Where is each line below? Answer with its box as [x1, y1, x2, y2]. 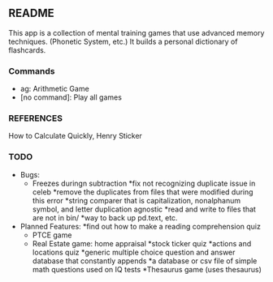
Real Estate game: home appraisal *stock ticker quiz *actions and [32, 238, 252, 248]
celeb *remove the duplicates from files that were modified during [32, 186, 253, 197]
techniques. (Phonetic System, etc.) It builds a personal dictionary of [8, 36, 238, 46]
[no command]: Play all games [19, 92, 122, 102]
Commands [8, 65, 55, 76]
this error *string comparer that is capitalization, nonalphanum [32, 195, 241, 205]
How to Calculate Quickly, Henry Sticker [8, 131, 142, 141]
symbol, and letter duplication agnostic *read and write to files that [32, 204, 256, 214]
